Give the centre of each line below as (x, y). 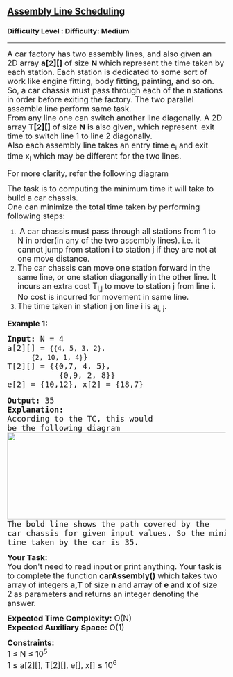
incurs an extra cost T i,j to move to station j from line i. (116, 287)
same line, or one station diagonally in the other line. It (116, 277)
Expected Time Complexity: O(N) (70, 619)
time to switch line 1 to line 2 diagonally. (80, 136)
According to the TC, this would (80, 419)
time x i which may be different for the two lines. (94, 157)
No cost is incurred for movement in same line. (103, 297)
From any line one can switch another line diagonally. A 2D (115, 118)
